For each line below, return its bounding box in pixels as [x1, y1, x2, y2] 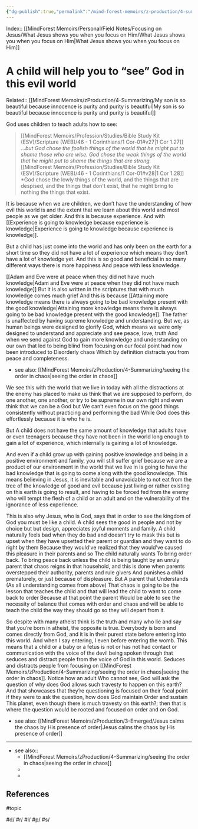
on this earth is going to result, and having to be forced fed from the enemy [6, 488, 189, 495]
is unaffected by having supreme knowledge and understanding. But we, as [6, 317, 190, 324]
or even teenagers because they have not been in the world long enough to [6, 433, 189, 440]
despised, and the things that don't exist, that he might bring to [20, 182, 174, 189]
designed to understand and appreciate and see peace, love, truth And [6, 329, 178, 337]
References [6, 789, 49, 799]
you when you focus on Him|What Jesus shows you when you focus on [6, 37, 180, 44]
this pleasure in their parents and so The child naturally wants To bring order [6, 550, 192, 557]
